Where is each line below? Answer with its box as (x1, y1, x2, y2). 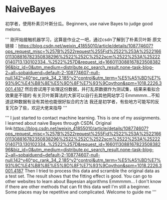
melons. (5, 26, 21, 32)
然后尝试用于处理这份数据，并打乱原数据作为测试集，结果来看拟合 (24, 86, 161, 92)
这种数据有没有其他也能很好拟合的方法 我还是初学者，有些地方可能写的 (9, 98, 155, 104)
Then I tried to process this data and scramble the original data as (24, 168, 160, 174)
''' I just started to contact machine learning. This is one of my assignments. (5, 115, 161, 121)
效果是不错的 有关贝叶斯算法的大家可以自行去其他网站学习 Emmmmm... (5, 92, 151, 98)
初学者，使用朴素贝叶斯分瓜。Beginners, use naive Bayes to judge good (5, 20, 153, 26)
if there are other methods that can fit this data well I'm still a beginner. (5, 184, 151, 190)
